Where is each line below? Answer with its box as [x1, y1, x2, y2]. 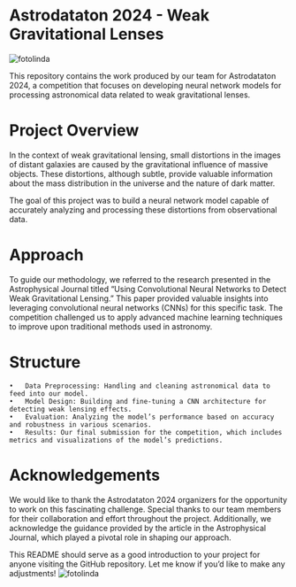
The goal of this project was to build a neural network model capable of [9, 195, 269, 205]
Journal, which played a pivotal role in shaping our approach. [9, 532, 231, 543]
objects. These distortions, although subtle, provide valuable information [9, 168, 274, 179]
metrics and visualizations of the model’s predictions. [9, 436, 224, 444]
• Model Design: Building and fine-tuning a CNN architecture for [9, 397, 267, 405]
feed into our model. [9, 389, 89, 398]
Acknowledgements [9, 465, 161, 485]
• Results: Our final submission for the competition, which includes [9, 428, 283, 436]
